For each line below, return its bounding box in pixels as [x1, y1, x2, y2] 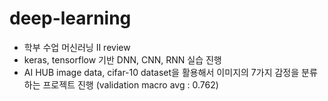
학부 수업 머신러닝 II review [23, 41, 131, 53]
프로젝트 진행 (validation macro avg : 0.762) [42, 78, 219, 91]
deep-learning [9, 7, 132, 30]
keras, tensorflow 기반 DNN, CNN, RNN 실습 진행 [23, 53, 222, 66]
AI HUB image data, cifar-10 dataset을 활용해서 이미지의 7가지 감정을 [23, 66, 300, 78]
